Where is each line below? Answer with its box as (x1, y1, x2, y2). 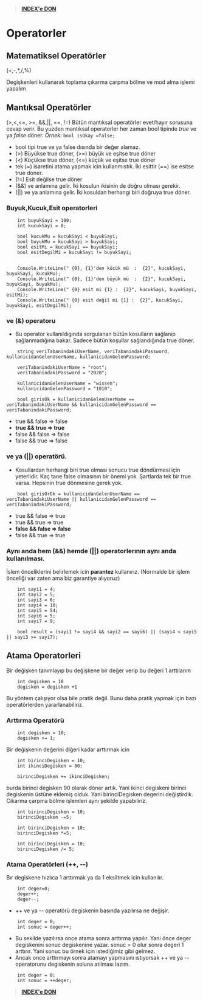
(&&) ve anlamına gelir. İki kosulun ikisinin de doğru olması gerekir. (15, 182, 181, 189)
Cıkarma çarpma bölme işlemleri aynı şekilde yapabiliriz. (6, 797, 147, 805)
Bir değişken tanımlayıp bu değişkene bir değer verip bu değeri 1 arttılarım (6, 667, 191, 674)
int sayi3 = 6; (17, 597, 56, 603)
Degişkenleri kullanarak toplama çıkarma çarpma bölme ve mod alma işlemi (6, 78, 195, 86)
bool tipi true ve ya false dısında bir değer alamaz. (15, 143, 140, 151)
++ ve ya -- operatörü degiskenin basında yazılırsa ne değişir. (15, 907, 170, 914)
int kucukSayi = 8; (17, 223, 67, 229)
